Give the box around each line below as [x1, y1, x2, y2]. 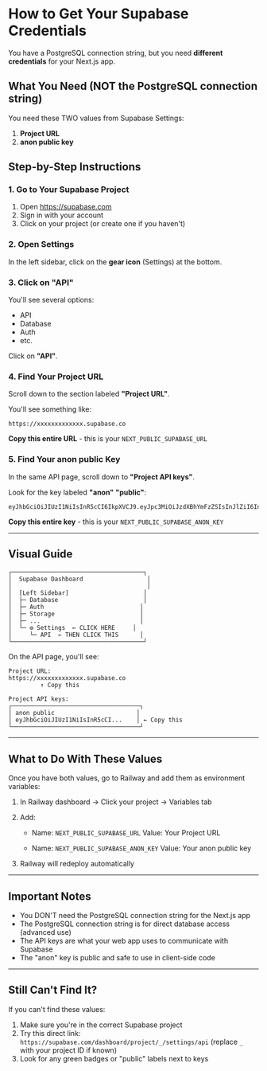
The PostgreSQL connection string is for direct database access [19, 919, 230, 928]
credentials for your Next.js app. [8, 57, 115, 66]
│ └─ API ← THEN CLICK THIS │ [8, 631, 145, 639]
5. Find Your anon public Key [8, 454, 121, 465]
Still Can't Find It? [8, 983, 98, 997]
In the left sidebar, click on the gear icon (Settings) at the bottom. [8, 256, 222, 267]
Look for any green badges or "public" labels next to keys [19, 1053, 209, 1063]
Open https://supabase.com [19, 202, 113, 212]
